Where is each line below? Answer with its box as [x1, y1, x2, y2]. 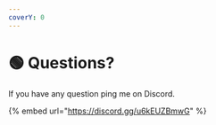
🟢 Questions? [8, 52, 115, 73]
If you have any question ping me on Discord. [8, 88, 176, 98]
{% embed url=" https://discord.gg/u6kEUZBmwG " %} [8, 105, 207, 116]
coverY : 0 [8, 12, 46, 22]
